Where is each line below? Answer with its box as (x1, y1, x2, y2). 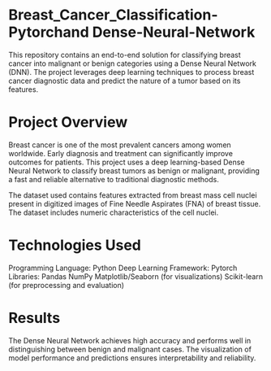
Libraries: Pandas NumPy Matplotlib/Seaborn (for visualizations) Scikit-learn (8, 271, 264, 282)
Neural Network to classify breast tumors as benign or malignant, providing (8, 165, 260, 176)
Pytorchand (8, 23, 89, 41)
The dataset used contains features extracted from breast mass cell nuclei (8, 190, 257, 200)
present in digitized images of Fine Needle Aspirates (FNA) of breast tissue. (8, 199, 261, 208)
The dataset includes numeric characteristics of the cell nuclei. (8, 207, 219, 217)
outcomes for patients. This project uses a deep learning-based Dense (8, 157, 245, 167)
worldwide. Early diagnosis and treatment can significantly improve (8, 148, 234, 158)
